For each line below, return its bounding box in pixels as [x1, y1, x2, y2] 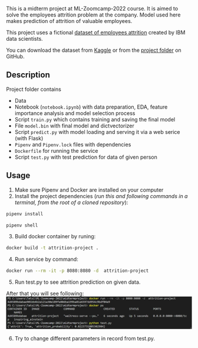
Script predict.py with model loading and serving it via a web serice [14, 128, 180, 135]
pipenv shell [6, 222, 38, 228]
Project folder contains [6, 86, 62, 93]
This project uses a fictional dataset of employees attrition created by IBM [6, 29, 186, 36]
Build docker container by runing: [14, 233, 96, 240]
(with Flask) [14, 134, 44, 142]
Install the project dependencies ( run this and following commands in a [14, 192, 188, 199]
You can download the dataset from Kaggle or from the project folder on [6, 47, 181, 54]
